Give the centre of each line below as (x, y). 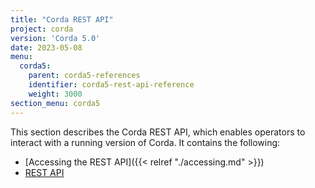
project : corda (42, 29)
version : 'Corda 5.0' (55, 38)
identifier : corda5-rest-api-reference (111, 85)
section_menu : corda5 (55, 103)
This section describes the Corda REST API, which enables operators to (158, 132)
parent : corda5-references (84, 76)
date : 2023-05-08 (46, 47)
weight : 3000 (55, 94)
